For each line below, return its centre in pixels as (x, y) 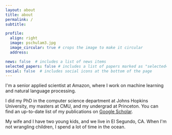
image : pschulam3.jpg (33, 43)
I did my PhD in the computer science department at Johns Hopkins (77, 101)
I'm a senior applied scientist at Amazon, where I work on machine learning (84, 86)
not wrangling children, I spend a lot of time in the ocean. (66, 127)
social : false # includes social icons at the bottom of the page (79, 71)
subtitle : (16, 24)
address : (19, 52)
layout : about (20, 10)
